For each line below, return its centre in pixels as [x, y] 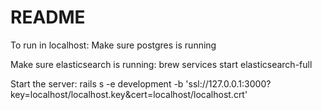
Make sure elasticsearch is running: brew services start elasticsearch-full [161, 64]
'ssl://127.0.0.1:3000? [228, 83]
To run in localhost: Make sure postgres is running [113, 45]
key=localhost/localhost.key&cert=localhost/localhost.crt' [129, 94]
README [48, 17]
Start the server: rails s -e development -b [97, 83]
